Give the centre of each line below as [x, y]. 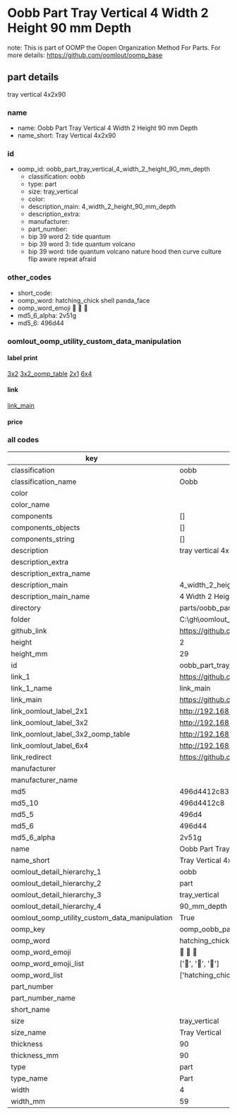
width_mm [28, 1101]
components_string [43, 539]
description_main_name [50, 596]
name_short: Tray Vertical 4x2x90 [67, 136]
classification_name [44, 482]
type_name [29, 1078]
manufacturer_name [44, 780]
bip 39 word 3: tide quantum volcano [81, 244]
